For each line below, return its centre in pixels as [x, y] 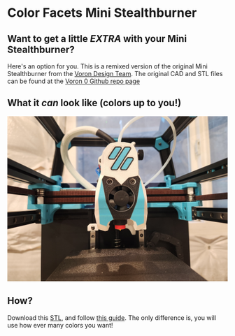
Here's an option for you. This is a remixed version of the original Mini [107, 66]
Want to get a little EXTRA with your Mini [97, 39]
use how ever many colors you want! [60, 325]
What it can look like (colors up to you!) [94, 103]
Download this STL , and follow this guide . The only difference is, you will [112, 317]
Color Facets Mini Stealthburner [102, 13]
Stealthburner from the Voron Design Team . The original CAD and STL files [115, 74]
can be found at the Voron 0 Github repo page [74, 81]
